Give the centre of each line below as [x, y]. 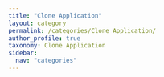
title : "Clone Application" [55, 16]
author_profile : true [45, 38]
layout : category [37, 23]
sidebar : [23, 53]
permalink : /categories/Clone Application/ [82, 30]
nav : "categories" [47, 61]
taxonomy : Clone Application [57, 46]
